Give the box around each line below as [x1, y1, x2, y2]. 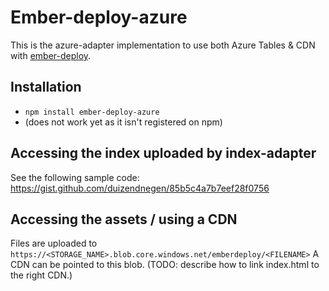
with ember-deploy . [10, 49, 92, 61]
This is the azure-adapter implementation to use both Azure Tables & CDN [10, 39, 316, 51]
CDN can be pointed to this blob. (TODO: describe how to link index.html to [10, 259, 320, 271]
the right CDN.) [10, 269, 73, 281]
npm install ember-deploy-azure [24, 107, 160, 117]
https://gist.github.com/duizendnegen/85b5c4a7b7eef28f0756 [10, 182, 270, 194]
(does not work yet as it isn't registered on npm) [24, 116, 223, 128]
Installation [10, 79, 82, 96]
